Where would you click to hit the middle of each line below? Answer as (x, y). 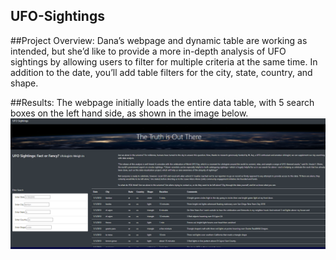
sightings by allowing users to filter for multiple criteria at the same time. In (164, 61)
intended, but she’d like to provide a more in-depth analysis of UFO (148, 51)
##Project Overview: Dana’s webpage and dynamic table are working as (159, 40)
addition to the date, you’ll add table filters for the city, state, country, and (161, 72)
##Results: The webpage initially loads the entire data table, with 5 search (162, 102)
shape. (24, 83)
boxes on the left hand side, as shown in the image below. (129, 113)
